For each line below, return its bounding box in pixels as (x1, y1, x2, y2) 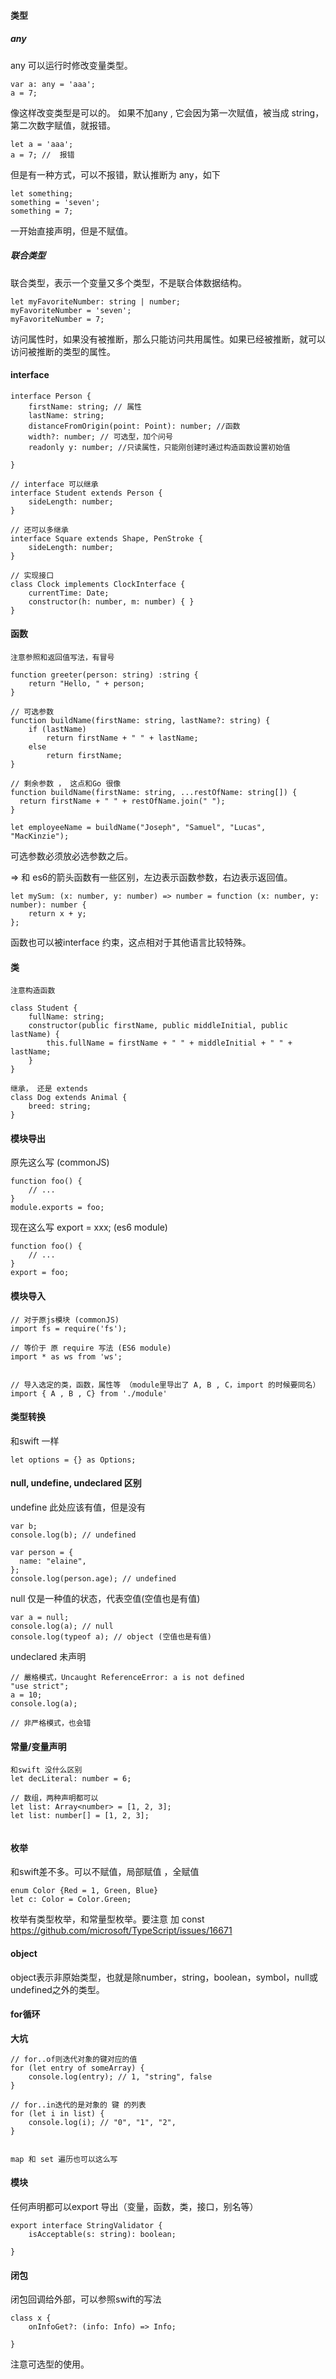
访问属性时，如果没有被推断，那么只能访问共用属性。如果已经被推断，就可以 (10, 333, 326, 345)
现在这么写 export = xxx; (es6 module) (10, 1221, 168, 1234)
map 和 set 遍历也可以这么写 (10, 2154, 118, 2164)
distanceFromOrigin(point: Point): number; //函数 (28, 421, 241, 431)
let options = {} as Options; (10, 1455, 137, 1465)
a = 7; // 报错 (10, 150, 75, 160)
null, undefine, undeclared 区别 (10, 1477, 142, 1489)
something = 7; (10, 206, 74, 216)
